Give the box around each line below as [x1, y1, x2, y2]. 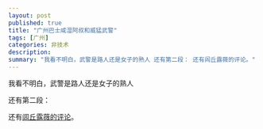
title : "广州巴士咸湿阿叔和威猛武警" [8, 26, 118, 34]
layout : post [8, 11, 52, 20]
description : [8, 48, 52, 56]
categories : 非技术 [8, 41, 69, 49]
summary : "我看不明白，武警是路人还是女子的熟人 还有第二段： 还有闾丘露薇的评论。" [8, 56, 256, 64]
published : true [8, 19, 62, 27]
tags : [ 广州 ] [8, 33, 49, 42]
